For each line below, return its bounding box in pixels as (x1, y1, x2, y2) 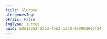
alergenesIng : (5, 12, 36, 17)
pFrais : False (5, 17, 36, 22)
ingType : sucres (5, 21, 40, 27)
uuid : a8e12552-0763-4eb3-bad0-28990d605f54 (5, 26, 102, 31)
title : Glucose (5, 7, 38, 13)
